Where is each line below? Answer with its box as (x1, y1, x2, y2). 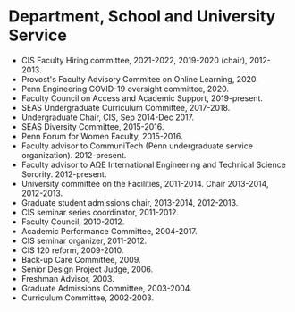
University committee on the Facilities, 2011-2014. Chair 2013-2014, (21, 178, 269, 189)
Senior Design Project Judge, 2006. (21, 264, 154, 274)
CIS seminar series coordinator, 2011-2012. (21, 207, 180, 217)
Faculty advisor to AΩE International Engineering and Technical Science (21, 159, 287, 170)
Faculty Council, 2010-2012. (21, 216, 125, 227)
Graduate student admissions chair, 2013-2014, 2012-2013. (21, 197, 239, 207)
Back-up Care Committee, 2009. (21, 254, 141, 265)
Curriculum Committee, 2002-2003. (21, 292, 154, 303)
